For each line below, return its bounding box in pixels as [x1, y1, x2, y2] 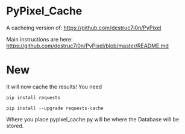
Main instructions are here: [6, 35, 73, 43]
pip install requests [6, 94, 61, 100]
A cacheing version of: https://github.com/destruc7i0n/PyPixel [6, 24, 161, 31]
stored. [6, 122, 24, 129]
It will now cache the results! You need [6, 83, 102, 90]
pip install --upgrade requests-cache [6, 105, 104, 111]
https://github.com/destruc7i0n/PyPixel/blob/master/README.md [6, 42, 169, 49]
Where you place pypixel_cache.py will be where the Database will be [6, 115, 180, 123]
